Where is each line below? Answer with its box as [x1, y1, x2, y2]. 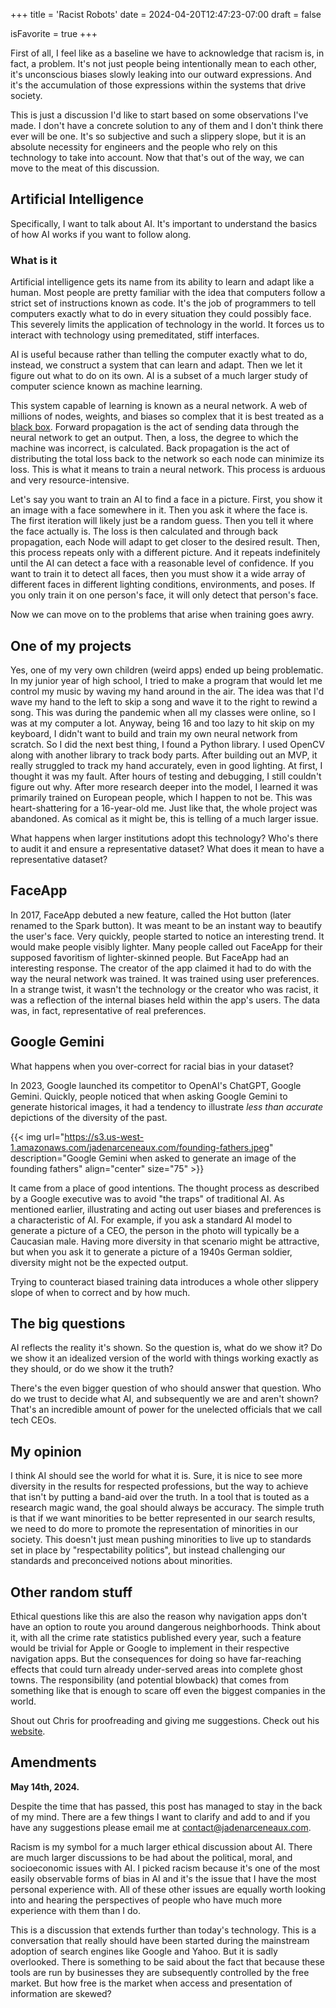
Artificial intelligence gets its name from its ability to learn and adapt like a [10, 276, 315, 288]
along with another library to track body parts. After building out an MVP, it [10, 749, 318, 761]
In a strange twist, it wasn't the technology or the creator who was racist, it [10, 983, 319, 995]
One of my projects [10, 637, 132, 654]
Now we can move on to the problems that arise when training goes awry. [10, 609, 315, 621]
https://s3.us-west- [64, 1130, 145, 1143]
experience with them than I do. [10, 1904, 142, 1916]
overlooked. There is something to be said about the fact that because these [10, 1955, 326, 1968]
